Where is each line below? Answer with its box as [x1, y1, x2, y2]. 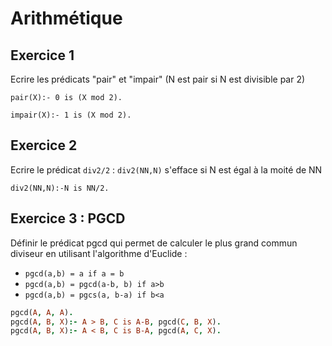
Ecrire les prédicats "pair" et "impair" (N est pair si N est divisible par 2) [10, 73, 306, 85]
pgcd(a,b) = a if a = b [24, 268, 125, 279]
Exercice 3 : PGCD [10, 210, 126, 227]
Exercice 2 [10, 137, 78, 154]
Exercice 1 [10, 47, 75, 64]
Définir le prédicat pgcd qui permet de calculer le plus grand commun [10, 237, 298, 249]
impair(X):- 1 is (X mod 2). [10, 110, 132, 120]
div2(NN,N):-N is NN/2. [10, 183, 110, 193]
